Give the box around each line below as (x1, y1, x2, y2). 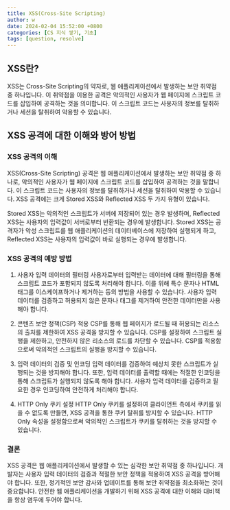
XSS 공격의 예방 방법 (7, 254, 72, 263)
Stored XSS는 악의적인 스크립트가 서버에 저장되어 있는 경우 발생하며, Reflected (7, 209, 220, 217)
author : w (7, 16, 36, 23)
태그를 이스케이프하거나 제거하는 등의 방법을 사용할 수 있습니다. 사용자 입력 (16, 287, 218, 295)
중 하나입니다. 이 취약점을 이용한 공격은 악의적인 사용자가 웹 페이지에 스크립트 (7, 90, 214, 99)
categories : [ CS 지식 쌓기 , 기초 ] (7, 29, 97, 36)
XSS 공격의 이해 (7, 152, 58, 162)
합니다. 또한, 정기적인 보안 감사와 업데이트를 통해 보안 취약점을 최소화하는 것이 (14, 478, 223, 487)
